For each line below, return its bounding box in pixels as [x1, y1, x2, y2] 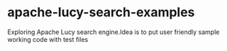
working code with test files [7, 35, 89, 43]
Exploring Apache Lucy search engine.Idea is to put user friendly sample [7, 28, 220, 36]
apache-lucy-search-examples [7, 4, 195, 21]
